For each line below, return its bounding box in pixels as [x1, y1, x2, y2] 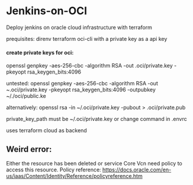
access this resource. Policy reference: [6, 166, 102, 173]
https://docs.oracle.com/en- [102, 166, 172, 173]
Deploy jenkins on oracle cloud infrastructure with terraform [6, 24, 153, 31]
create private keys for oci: [6, 49, 74, 56]
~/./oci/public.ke [6, 92, 46, 100]
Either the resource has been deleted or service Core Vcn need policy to [6, 160, 182, 167]
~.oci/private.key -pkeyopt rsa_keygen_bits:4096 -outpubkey [6, 86, 156, 93]
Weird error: [6, 144, 52, 154]
